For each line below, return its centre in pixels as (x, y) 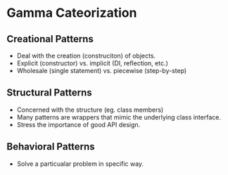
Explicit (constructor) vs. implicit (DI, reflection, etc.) (92, 63)
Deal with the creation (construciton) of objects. (86, 56)
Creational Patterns (50, 39)
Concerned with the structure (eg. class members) (90, 110)
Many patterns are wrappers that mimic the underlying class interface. (119, 117)
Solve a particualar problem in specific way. (80, 164)
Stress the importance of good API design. (78, 124)
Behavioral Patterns (51, 147)
